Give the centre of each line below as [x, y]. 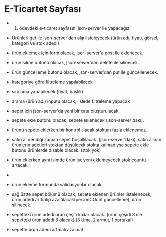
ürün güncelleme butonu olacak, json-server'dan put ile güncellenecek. [85, 72]
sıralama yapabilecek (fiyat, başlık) [47, 91]
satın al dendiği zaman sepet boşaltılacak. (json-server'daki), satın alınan [86, 139]
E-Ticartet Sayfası [43, 9]
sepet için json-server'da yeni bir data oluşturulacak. [66, 111]
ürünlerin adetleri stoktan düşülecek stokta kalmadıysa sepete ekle [80, 145]
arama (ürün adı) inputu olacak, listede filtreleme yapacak [71, 101]
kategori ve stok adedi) [35, 43]
